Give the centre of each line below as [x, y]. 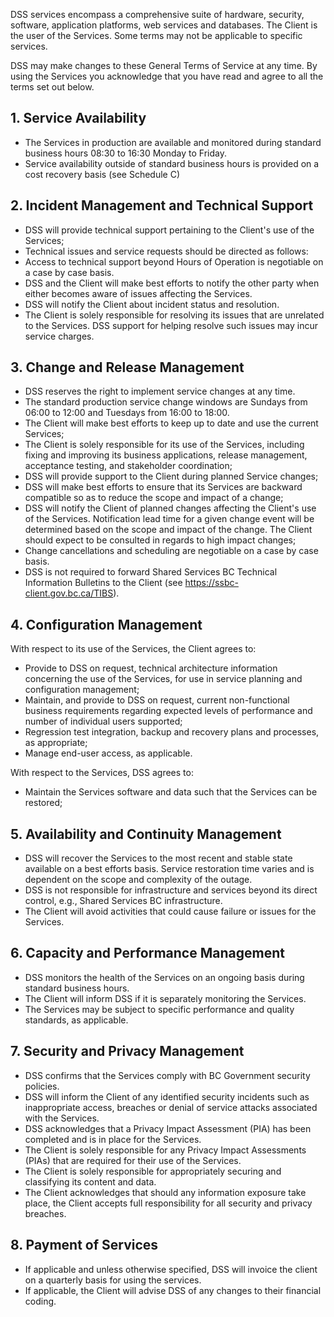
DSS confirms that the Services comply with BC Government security [167, 1075]
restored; [43, 803]
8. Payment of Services [84, 1245]
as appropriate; [56, 743]
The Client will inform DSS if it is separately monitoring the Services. [165, 998]
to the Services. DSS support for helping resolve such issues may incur [171, 325]
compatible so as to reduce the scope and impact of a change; [154, 498]
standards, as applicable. [76, 1020]
